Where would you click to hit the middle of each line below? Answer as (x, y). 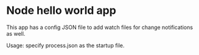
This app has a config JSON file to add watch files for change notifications (100, 27)
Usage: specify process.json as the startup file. (65, 45)
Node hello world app (61, 11)
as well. (16, 33)
